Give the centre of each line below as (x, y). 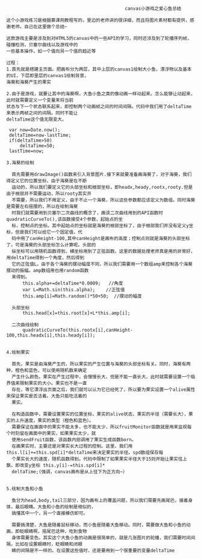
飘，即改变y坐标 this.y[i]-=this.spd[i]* (56, 466)
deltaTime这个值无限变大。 (36, 119)
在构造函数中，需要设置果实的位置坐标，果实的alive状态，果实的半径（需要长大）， (100, 414)
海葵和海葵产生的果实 (29, 82)
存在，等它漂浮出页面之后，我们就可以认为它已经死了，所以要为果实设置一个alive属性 (104, 390)
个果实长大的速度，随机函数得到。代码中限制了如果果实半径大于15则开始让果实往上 (100, 459)
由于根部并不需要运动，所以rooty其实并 (49, 194)
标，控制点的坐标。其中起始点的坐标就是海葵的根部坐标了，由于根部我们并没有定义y (100, 226)
